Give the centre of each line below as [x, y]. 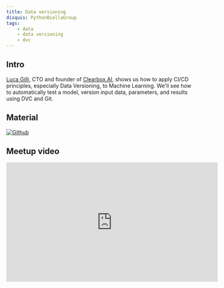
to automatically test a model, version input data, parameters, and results [97, 92]
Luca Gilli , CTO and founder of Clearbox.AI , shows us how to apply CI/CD [98, 79]
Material [22, 118]
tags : [13, 23]
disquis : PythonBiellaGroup [42, 18]
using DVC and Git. [30, 98]
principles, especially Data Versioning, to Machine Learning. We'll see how [99, 85]
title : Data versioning [36, 12]
